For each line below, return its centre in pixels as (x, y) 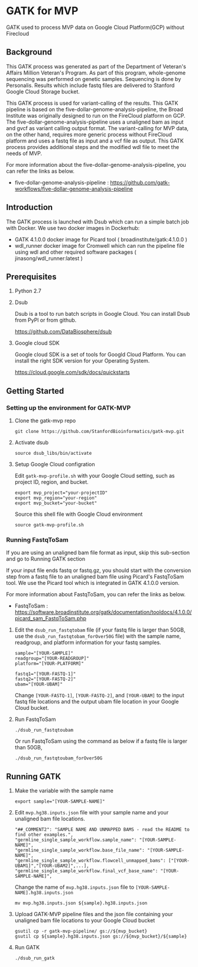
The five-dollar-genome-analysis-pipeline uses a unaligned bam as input (95, 122)
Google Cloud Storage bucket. (43, 91)
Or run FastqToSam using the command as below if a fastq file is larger (101, 741)
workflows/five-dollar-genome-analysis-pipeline (74, 189)
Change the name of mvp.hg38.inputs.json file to (74, 887)
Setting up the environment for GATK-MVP (69, 408)
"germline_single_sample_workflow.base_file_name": (79, 850)
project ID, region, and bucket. (51, 482)
